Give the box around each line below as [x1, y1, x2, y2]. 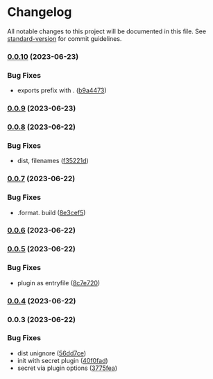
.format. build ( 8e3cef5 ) [17, 208, 86, 217]
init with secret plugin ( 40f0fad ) [17, 356, 109, 364]
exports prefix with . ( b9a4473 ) [17, 86, 107, 94]
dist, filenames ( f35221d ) [17, 157, 89, 165]
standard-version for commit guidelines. [7, 34, 122, 42]
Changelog [7, 4, 72, 20]
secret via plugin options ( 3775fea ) [17, 364, 118, 372]
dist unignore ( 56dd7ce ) [17, 348, 87, 357]
